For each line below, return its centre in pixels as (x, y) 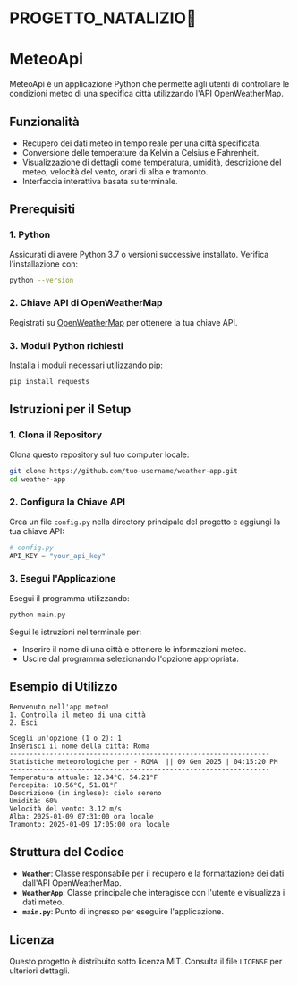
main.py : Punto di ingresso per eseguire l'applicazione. (123, 912)
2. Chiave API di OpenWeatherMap (86, 303)
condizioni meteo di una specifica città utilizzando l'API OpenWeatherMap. (146, 94)
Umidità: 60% (34, 801)
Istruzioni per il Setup (70, 409)
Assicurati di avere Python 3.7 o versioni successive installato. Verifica (139, 254)
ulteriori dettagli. (39, 971)
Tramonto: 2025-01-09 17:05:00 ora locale (89, 825)
